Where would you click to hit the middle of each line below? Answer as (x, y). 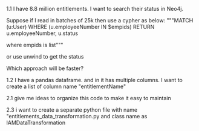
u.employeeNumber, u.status (42, 33)
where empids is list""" (35, 45)
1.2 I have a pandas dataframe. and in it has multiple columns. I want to (94, 80)
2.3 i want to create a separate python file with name (72, 110)
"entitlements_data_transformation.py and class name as (77, 116)
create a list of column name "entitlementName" (66, 86)
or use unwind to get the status (45, 56)
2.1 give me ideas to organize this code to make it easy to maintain (89, 98)
